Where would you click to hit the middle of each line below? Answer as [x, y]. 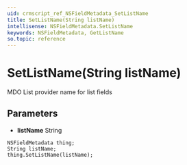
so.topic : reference [37, 39]
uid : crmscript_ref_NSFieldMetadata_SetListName [78, 13]
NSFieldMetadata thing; [41, 143]
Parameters [33, 114]
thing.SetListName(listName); [50, 155]
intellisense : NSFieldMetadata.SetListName [70, 26]
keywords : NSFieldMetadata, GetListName [66, 33]
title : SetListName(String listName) [61, 20]
